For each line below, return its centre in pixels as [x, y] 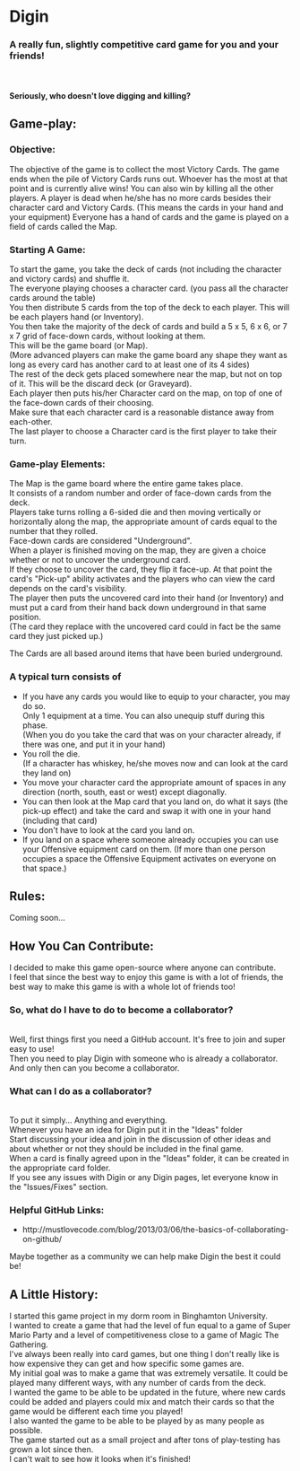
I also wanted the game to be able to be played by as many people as [137, 1421]
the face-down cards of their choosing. [81, 403]
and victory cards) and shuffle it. [69, 279]
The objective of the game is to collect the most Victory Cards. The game [145, 169]
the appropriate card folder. [60, 1168]
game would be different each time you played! [96, 1411]
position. [26, 617]
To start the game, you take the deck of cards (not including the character [146, 269]
